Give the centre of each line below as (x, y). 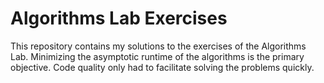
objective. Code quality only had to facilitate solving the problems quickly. (162, 67)
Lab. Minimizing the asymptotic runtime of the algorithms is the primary (157, 56)
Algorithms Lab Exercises (119, 18)
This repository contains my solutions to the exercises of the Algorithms (158, 46)
